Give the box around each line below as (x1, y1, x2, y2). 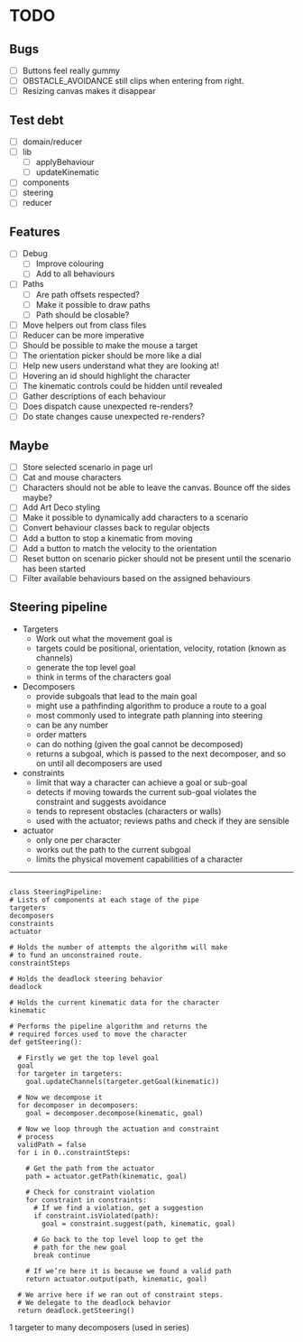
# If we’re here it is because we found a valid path (25, 1266, 232, 1275)
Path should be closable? (35, 309, 130, 320)
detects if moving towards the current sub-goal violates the (35, 786, 257, 797)
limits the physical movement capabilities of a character (35, 854, 243, 865)
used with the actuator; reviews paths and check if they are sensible (35, 815, 290, 826)
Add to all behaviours (35, 268, 115, 280)
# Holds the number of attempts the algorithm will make (9, 942, 228, 952)
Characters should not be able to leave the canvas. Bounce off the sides (22, 482, 291, 493)
